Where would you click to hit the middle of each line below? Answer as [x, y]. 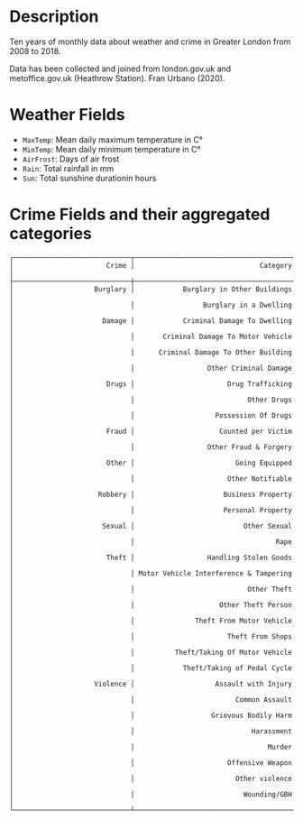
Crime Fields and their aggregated [140, 215]
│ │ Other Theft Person [151, 605]
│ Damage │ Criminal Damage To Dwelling [151, 321]
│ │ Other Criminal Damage [151, 368]
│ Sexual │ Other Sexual [151, 526]
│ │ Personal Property [151, 510]
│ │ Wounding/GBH [151, 794]
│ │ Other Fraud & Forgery [151, 447]
